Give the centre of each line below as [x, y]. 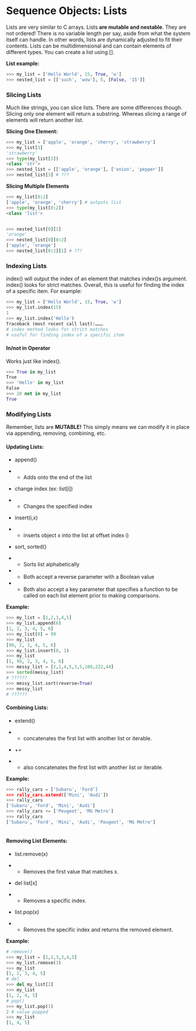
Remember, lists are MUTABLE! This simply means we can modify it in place [98, 427]
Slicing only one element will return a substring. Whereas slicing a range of [97, 113]
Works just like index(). [34, 361]
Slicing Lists [24, 95]
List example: [23, 63]
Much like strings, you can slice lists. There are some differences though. [94, 108]
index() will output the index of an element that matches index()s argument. [97, 279]
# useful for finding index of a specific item [65, 335]
